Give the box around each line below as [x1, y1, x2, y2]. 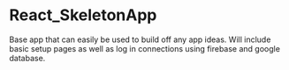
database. [9, 52, 46, 63]
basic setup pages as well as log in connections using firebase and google [9, 43, 281, 53]
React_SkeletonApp [9, 5, 157, 25]
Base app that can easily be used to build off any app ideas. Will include [9, 34, 271, 45]
